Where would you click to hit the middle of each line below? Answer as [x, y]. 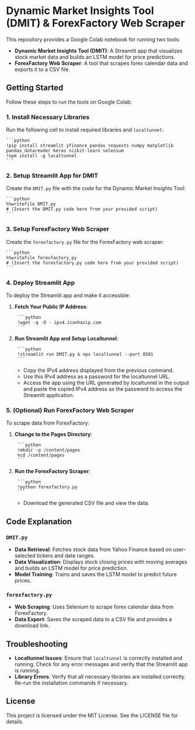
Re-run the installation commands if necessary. [71, 683]
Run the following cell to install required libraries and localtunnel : [85, 130]
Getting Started [35, 88]
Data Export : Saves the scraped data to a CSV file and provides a [93, 619]
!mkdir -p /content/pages [49, 450]
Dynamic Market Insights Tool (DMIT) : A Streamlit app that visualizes [98, 50]
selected [25, 555]
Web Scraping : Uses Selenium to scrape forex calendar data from [94, 607]
